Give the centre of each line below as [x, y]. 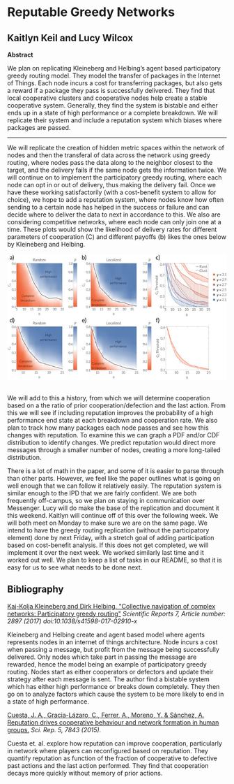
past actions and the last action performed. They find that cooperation [108, 765]
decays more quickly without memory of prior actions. [85, 773]
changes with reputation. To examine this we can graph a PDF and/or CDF [114, 435]
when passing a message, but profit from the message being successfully [113, 649]
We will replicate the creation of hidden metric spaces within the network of [116, 148]
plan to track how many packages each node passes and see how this [108, 428]
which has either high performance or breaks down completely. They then [114, 686]
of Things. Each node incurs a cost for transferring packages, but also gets [115, 83]
